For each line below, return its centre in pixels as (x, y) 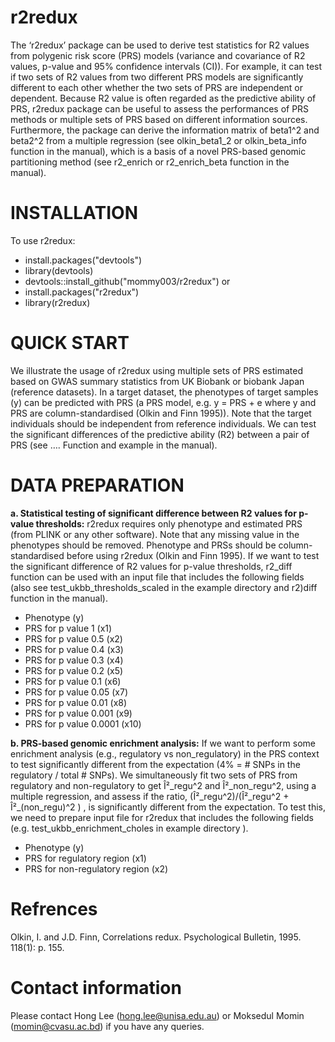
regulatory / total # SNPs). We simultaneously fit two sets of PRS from (154, 775)
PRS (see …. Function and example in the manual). (114, 445)
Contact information (96, 987)
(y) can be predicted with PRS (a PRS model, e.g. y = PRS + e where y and (163, 402)
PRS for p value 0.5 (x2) (73, 638)
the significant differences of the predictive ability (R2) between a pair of (160, 434)
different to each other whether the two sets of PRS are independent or (156, 87)
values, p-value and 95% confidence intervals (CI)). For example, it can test (166, 66)
